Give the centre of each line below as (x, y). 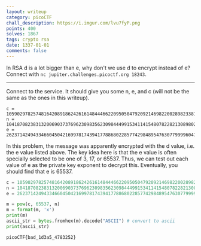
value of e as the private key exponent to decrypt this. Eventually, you (92, 165)
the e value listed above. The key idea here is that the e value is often (92, 152)
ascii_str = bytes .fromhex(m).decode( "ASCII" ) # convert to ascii (91, 221)
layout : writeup (26, 12)
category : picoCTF (29, 17)
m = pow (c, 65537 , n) (33, 204)
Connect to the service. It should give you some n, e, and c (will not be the (98, 91)
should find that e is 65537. (39, 171)
